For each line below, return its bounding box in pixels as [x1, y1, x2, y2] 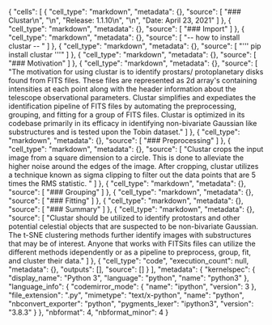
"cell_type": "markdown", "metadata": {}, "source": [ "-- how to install [8, 32, 240, 42]
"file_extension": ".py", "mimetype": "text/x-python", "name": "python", [8, 290, 244, 300]
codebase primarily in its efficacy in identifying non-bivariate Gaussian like [8, 119, 257, 128]
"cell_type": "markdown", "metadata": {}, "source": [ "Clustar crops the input [8, 145, 264, 154]
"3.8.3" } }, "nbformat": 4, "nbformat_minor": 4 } [8, 307, 168, 317]
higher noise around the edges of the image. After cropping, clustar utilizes [8, 162, 259, 171]
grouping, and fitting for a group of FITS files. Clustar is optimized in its [8, 110, 245, 120]
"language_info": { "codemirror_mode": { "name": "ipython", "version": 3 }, [8, 282, 257, 291]
